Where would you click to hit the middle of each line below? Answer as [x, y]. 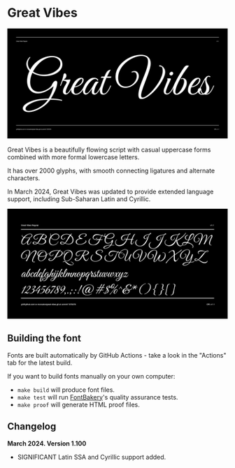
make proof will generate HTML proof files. [78, 404]
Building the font [44, 338]
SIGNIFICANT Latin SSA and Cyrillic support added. [92, 457]
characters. [24, 178]
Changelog [32, 426]
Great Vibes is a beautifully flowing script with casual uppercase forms [109, 149]
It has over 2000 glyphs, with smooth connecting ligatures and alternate [111, 170]
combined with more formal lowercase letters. [73, 157]
